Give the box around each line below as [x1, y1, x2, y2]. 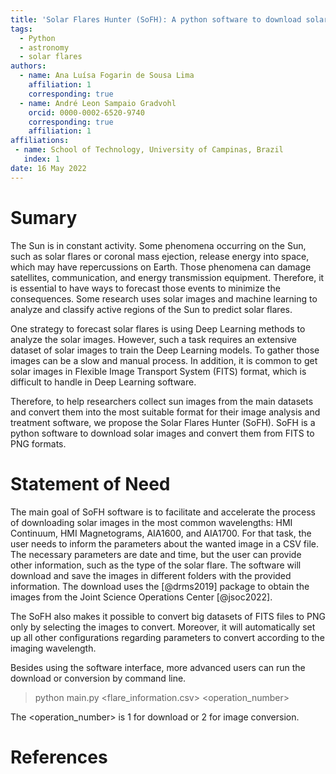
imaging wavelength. [10, 642, 97, 654]
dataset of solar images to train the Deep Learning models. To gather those [10, 344, 320, 356]
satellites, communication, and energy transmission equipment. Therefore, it [10, 271, 325, 283]
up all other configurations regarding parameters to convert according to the [10, 631, 325, 643]
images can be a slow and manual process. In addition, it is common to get [10, 354, 318, 366]
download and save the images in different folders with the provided [10, 569, 292, 581]
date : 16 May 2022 [10, 163, 87, 173]
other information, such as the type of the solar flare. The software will [10, 559, 302, 571]
